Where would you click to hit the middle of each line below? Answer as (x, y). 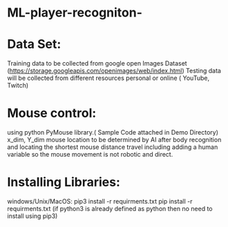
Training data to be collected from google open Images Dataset (97, 63)
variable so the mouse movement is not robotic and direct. (90, 155)
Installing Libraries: (64, 182)
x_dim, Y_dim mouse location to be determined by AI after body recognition (114, 140)
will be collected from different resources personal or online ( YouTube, (108, 78)
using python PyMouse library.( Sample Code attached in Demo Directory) (113, 132)
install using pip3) (32, 216)
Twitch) (18, 86)
